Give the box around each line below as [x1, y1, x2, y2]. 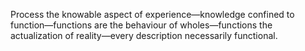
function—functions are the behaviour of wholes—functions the [10, 19, 273, 31]
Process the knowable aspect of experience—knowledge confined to [10, 9, 295, 20]
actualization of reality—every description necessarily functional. [10, 30, 278, 41]
